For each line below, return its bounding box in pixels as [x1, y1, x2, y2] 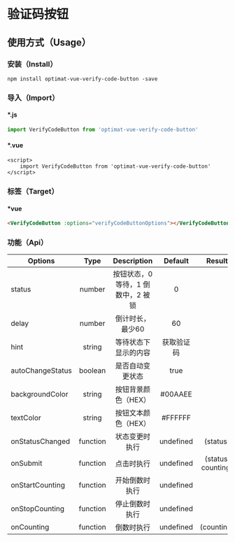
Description [113, 256, 153, 266]
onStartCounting [10, 480, 65, 490]
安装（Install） [7, 59, 57, 69]
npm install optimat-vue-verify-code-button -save [7, 75, 158, 83]
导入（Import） [7, 92, 59, 102]
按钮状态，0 [113, 269, 153, 279]
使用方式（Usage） [7, 36, 92, 48]
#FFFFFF [161, 413, 191, 423]
